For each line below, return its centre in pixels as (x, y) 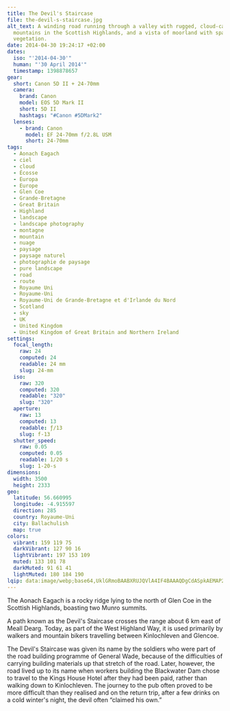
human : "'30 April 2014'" (50, 64)
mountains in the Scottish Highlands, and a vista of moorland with (113, 33)
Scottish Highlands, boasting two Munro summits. (77, 607)
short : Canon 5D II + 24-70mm (56, 84)
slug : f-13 (35, 434)
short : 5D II (38, 109)
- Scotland (29, 307)
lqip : (15, 581)
